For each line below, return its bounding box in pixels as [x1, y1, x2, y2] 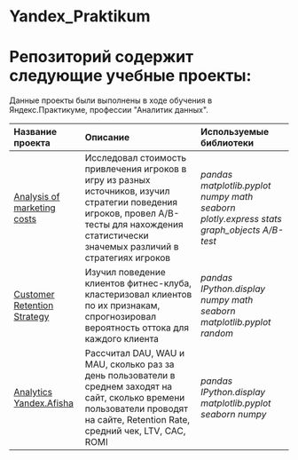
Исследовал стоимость [84, 152, 187, 164]
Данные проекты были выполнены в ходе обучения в [9, 95, 213, 106]
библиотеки [200, 137, 255, 149]
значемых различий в [84, 241, 179, 253]
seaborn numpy [200, 408, 267, 421]
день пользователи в [84, 369, 176, 382]
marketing [13, 202, 56, 214]
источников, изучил [84, 185, 170, 197]
